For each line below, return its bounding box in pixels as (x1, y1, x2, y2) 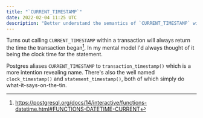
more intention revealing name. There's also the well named (6, 69, 155, 76)
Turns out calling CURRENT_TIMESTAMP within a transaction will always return (6, 37, 191, 44)
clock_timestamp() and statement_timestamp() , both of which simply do (6, 75, 185, 82)
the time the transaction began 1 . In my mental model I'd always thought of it (6, 43, 195, 51)
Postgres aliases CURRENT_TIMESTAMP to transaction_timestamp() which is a (6, 62, 192, 70)
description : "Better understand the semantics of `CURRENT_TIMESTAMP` (6, 20, 190, 26)
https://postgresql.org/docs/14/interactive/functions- (14, 99, 147, 107)
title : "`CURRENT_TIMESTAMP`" (6, 8, 83, 15)
